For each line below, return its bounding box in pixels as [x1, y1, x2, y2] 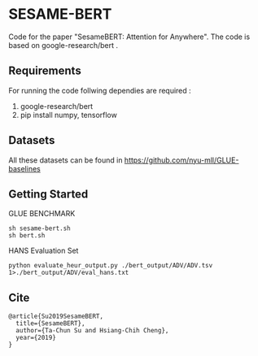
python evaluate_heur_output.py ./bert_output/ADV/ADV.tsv [8, 262, 213, 270]
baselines [8, 163, 41, 173]
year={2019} [15, 334, 57, 342]
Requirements [8, 64, 81, 78]
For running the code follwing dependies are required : [8, 85, 191, 95]
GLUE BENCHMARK [8, 209, 76, 219]
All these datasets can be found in [8, 155, 123, 165]
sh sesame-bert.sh [8, 224, 71, 232]
